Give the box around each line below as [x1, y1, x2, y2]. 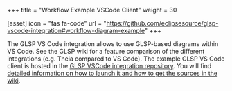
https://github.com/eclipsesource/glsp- [106, 19, 219, 27]
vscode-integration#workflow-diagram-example [7, 27, 145, 34]
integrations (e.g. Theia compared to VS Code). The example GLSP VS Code [7, 54, 225, 63]
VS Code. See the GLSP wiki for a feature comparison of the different [7, 48, 205, 55]
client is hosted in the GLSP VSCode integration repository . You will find [7, 62, 212, 70]
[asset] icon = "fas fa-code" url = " [7, 19, 107, 27]
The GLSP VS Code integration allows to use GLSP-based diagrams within [7, 40, 219, 48]
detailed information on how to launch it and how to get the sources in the [7, 69, 218, 77]
